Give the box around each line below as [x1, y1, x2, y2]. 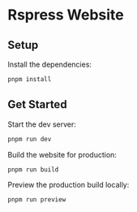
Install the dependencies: [7, 59, 92, 69]
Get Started [7, 97, 67, 111]
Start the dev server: [7, 119, 76, 129]
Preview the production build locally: [7, 180, 130, 190]
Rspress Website [7, 6, 125, 24]
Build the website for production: [7, 149, 117, 159]
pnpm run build [7, 165, 59, 174]
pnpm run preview [7, 196, 66, 204]
